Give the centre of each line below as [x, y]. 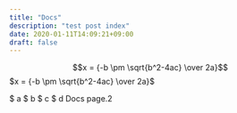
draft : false [34, 42]
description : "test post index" [69, 26]
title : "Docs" [36, 17]
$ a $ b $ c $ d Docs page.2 [61, 99]
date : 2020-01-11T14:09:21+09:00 [72, 34]
